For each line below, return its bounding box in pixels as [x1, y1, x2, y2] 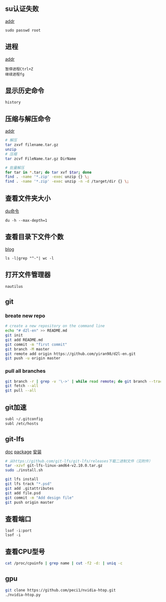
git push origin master [5, 500, 54, 505]
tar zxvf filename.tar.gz [5, 142, 58, 147]
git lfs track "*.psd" [5, 481, 52, 486]
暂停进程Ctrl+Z [5, 67, 34, 71]
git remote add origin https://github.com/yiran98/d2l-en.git [5, 351, 136, 356]
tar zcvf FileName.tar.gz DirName [5, 156, 77, 161]
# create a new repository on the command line [5, 324, 105, 329]
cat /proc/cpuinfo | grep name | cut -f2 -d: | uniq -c [5, 561, 123, 566]
